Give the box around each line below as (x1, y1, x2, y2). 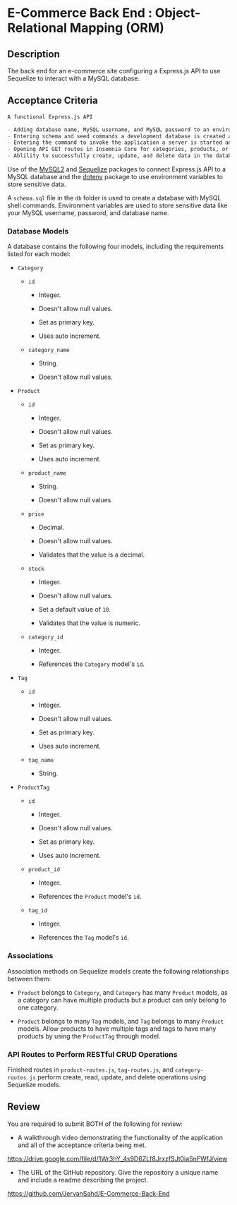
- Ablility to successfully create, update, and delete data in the (7, 152, 213, 159)
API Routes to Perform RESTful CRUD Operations (7, 1049, 178, 1059)
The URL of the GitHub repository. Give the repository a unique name (17, 1168, 219, 1176)
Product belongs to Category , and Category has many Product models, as (17, 988, 228, 996)
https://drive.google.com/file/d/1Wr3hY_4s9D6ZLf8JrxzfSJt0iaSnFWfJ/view (7, 1154, 228, 1163)
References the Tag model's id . (38, 933, 129, 942)
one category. (17, 1003, 59, 1012)
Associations (7, 951, 54, 961)
